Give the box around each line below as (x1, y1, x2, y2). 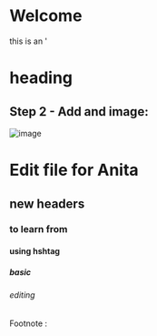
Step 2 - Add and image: (9, 104, 149, 119)
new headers (9, 196, 85, 211)
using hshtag (9, 246, 61, 257)
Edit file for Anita (9, 160, 139, 180)
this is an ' (9, 36, 48, 46)
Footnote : (9, 318, 48, 329)
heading (9, 67, 74, 88)
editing (9, 290, 35, 300)
